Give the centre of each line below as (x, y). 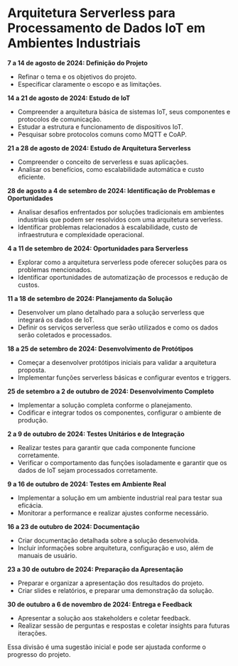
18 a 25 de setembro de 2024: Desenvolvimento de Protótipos (101, 349)
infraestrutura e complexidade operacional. (81, 234)
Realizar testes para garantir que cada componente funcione (107, 447)
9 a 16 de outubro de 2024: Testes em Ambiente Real (87, 484)
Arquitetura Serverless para (91, 13)
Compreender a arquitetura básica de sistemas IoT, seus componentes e (124, 111)
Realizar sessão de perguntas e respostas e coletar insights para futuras (124, 626)
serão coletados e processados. (65, 334)
